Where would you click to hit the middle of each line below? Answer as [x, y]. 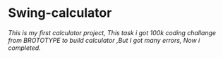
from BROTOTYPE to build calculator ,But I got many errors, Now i [104, 40]
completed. [24, 48]
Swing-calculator [60, 13]
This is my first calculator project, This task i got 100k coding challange [112, 32]
